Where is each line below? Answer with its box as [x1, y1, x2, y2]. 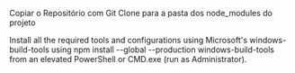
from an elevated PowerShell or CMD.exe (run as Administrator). [9, 54, 247, 64]
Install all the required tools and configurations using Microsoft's [9, 35, 248, 45]
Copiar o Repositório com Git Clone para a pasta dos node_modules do [9, 8, 273, 18]
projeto [9, 17, 36, 28]
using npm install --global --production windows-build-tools [50, 44, 275, 55]
